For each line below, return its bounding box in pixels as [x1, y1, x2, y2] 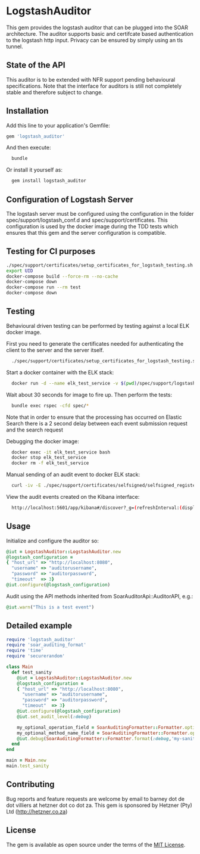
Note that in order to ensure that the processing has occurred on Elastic [6, 413, 183, 421]
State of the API [6, 60, 65, 70]
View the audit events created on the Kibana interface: [6, 493, 140, 500]
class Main [6, 664, 33, 670]
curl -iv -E [11, 483, 42, 489]
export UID [6, 268, 33, 274]
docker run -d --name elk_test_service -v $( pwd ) [11, 380, 137, 386]
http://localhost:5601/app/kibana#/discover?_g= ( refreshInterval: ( [11, 505, 183, 511]
